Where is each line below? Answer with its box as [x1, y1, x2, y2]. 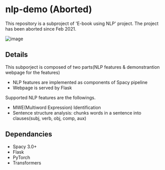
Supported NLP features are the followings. [5, 94, 96, 100]
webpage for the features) [5, 69, 60, 75]
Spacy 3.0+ [12, 144, 37, 150]
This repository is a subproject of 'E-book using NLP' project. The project [5, 20, 159, 26]
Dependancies [5, 130, 52, 138]
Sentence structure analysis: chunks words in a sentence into [12, 109, 142, 116]
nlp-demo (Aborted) [5, 4, 92, 15]
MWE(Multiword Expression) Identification [12, 104, 102, 110]
